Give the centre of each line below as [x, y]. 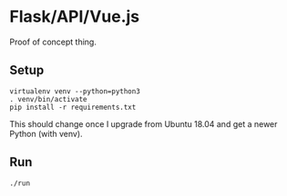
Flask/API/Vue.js [75, 17]
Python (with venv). [46, 133]
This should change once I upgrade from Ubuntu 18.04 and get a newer [143, 123]
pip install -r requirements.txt [73, 107]
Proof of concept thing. [53, 42]
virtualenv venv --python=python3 [75, 91]
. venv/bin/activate [49, 99]
